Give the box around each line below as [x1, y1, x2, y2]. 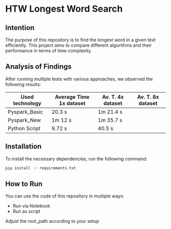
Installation [5, 142, 42, 151]
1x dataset [59, 100, 85, 107]
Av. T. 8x [137, 93, 159, 100]
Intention [5, 23, 35, 32]
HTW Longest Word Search [5, 3, 123, 15]
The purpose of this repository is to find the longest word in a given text [5, 37, 156, 43]
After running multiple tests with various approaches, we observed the [5, 76, 153, 82]
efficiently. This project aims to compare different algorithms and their [5, 42, 152, 48]
